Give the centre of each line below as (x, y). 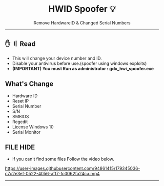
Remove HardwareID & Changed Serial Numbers (82, 22)
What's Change (29, 84)
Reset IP (20, 101)
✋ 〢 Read (20, 44)
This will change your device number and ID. (57, 58)
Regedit (20, 122)
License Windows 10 (33, 127)
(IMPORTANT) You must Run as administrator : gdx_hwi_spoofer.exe (83, 68)
